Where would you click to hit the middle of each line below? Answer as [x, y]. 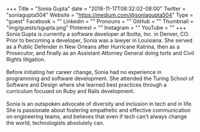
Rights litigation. [26, 59]
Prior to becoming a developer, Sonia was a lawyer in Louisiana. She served [99, 40]
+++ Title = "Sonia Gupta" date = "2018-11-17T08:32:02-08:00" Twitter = [96, 9]
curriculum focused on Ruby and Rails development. [70, 91]
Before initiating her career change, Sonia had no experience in [84, 72]
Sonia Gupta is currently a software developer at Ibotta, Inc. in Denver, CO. [98, 34]
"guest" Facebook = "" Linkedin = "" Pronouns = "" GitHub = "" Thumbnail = [100, 21]
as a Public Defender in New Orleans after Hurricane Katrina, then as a [93, 47]
